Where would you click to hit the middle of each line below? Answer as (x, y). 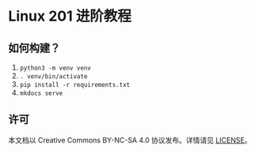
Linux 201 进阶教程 (70, 16)
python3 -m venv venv (55, 68)
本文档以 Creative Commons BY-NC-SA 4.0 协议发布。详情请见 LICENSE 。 (130, 140)
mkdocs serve (41, 93)
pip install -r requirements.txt (75, 85)
